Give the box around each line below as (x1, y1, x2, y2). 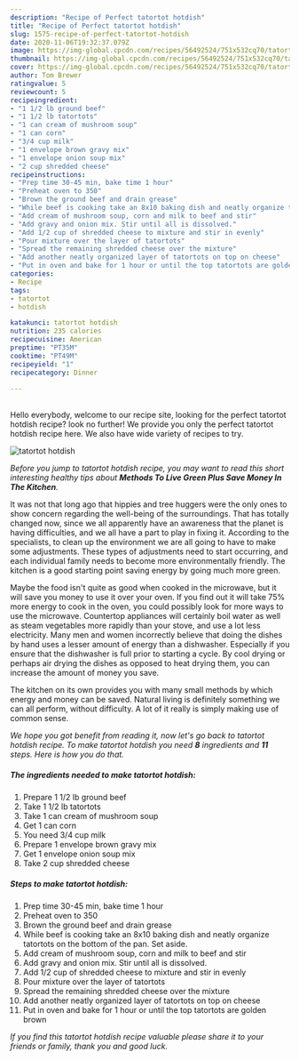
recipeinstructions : (10, 170, 87, 179)
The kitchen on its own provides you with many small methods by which (10, 685, 273, 695)
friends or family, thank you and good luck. (10, 1041, 168, 1052)
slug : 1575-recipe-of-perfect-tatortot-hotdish (10, 29, 190, 38)
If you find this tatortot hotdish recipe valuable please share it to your (10, 1032, 264, 1042)
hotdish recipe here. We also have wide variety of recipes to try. (10, 429, 244, 439)
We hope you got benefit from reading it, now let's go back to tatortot (10, 730, 265, 741)
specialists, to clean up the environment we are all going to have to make (10, 537, 276, 548)
